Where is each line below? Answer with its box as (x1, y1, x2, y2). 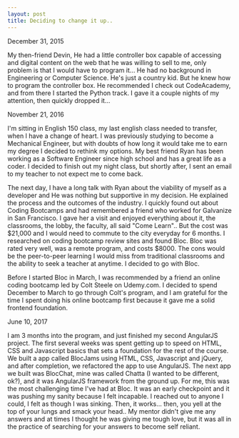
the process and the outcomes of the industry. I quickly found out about (7, 198, 219, 207)
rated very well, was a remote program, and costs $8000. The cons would (7, 244, 225, 252)
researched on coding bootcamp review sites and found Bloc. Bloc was (7, 237, 217, 245)
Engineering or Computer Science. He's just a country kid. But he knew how (7, 73, 231, 82)
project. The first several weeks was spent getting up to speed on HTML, (7, 339, 222, 347)
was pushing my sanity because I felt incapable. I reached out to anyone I (7, 392, 224, 400)
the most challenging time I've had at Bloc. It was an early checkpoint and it (7, 384, 230, 393)
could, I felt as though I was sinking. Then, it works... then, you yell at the (7, 399, 222, 408)
